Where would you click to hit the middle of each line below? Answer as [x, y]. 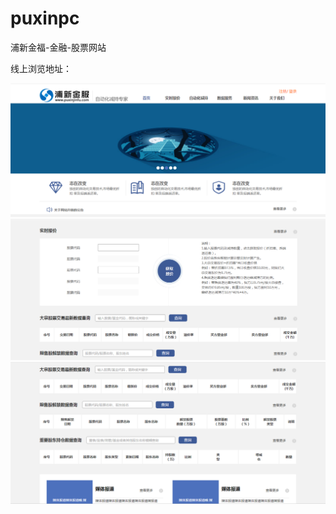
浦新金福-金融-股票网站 [58, 47]
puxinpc [45, 18]
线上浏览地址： [41, 68]
